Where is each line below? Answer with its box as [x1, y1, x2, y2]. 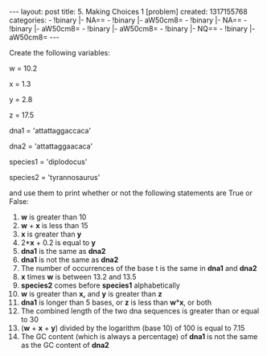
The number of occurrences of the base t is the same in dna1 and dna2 [20, 264, 257, 272]
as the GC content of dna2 [20, 341, 109, 350]
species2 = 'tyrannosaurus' [9, 173, 101, 182]
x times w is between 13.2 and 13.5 [20, 272, 137, 281]
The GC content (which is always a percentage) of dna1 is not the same [20, 332, 258, 341]
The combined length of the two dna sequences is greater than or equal [20, 306, 260, 316]
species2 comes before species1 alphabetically [20, 280, 180, 290]
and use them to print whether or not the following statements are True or [9, 188, 253, 198]
